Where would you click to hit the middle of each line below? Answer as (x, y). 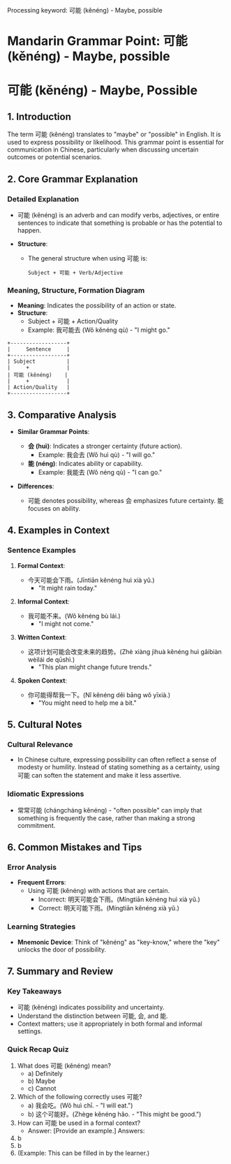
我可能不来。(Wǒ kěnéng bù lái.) (74, 616)
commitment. (36, 825)
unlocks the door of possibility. (62, 950)
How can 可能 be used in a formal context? (79, 1123)
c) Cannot (42, 1088)
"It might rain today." (68, 588)
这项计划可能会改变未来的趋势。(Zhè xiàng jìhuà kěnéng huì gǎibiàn (125, 651)
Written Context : (42, 637)
